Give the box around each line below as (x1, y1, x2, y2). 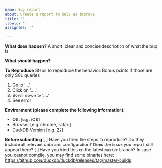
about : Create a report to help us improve (5, 12, 95, 17)
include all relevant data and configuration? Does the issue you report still (5, 142, 153, 147)
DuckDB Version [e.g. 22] (12, 127, 63, 133)
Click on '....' (12, 87, 37, 93)
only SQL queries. (5, 72, 41, 78)
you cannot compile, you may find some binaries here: (5, 152, 115, 158)
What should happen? (5, 58, 51, 64)
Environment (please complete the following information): (5, 107, 125, 113)
